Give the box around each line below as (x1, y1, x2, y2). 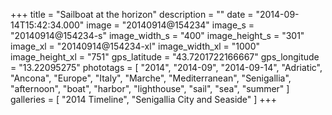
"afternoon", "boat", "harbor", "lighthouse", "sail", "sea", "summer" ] (10, 83, 290, 94)
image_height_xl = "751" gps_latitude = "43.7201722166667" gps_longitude (10, 51, 320, 63)
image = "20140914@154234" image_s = (86, 19, 255, 31)
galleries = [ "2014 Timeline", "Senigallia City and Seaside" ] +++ (10, 94, 278, 105)
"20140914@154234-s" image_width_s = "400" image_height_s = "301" (10, 30, 305, 41)
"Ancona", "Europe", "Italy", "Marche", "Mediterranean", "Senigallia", (10, 72, 292, 84)
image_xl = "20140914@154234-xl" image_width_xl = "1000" (10, 40, 261, 52)
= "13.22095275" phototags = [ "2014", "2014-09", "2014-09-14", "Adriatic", (10, 62, 323, 73)
